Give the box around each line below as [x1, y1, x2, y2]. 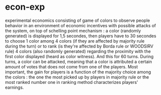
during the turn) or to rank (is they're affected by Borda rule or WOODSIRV [5, 43, 154, 49]
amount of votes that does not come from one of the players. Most [5, 63, 138, 69]
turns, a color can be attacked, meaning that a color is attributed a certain [5, 59, 152, 64]
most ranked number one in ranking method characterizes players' [5, 79, 138, 85]
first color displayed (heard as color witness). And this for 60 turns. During [5, 53, 154, 59]
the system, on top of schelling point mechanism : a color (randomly [5, 28, 141, 33]
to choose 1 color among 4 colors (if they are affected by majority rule [5, 38, 145, 44]
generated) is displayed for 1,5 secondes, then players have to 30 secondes [5, 33, 157, 39]
